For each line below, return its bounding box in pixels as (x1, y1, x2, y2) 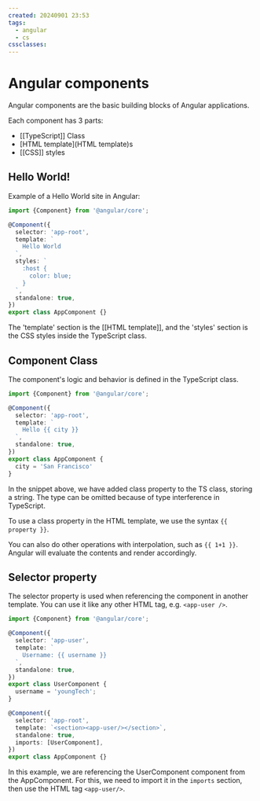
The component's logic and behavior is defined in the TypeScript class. (8, 374, 239, 384)
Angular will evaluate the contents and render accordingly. (8, 548, 197, 557)
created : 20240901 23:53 (8, 11, 90, 20)
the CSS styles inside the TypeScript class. (8, 331, 147, 340)
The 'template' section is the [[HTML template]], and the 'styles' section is (8, 323, 249, 333)
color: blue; (28, 272, 72, 280)
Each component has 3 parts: (8, 116, 104, 126)
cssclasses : (8, 41, 47, 49)
